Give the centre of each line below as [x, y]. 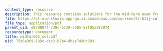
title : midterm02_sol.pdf [31, 37]
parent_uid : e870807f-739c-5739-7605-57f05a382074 [57, 28]
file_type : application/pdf [33, 23]
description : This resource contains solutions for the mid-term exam [78, 14]
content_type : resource [29, 9]
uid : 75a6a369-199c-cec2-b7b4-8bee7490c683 [50, 41]
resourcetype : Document [29, 32]
